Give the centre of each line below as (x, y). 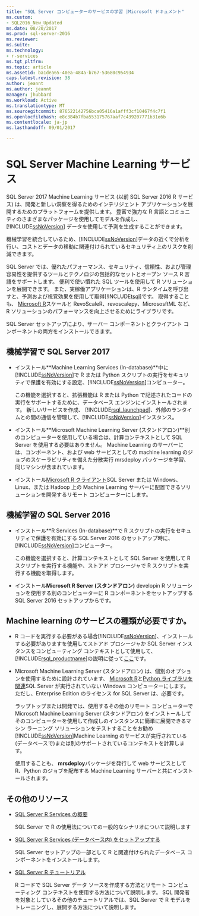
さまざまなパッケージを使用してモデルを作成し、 (81, 219)
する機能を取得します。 (48, 573)
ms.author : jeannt (29, 89)
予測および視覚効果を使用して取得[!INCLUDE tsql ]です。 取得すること (105, 296)
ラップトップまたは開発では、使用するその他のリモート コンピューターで (104, 706)
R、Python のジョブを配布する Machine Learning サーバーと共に (94, 771)
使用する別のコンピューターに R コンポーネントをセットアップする (112, 593)
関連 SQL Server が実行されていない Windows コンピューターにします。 (102, 686)
